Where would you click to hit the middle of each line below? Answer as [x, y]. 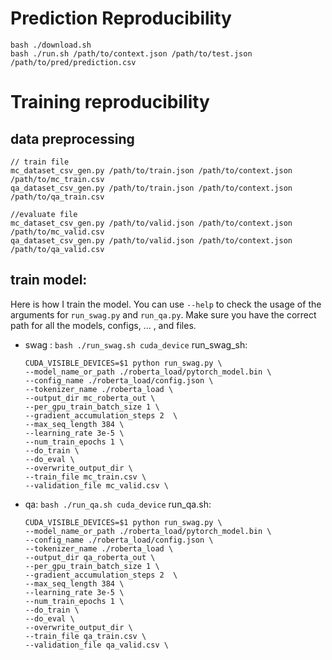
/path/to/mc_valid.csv [57, 232]
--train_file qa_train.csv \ [85, 636]
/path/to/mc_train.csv [57, 179]
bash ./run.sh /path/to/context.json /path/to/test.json [131, 53]
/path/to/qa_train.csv [57, 197]
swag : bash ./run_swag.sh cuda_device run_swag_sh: [136, 344]
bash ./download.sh [51, 45]
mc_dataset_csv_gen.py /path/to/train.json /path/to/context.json [151, 170]
